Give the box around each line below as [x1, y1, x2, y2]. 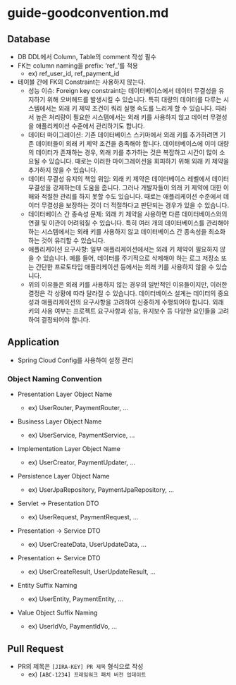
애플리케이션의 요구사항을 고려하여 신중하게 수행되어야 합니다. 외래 [41, 298, 224, 306]
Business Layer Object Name [17, 417, 102, 426]
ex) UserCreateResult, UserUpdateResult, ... [27, 567, 156, 576]
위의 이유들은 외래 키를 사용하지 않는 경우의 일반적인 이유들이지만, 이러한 [27, 280, 228, 288]
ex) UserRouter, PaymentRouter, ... [27, 404, 129, 412]
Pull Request [7, 643, 64, 655]
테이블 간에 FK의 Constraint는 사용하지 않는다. [17, 78, 146, 86]
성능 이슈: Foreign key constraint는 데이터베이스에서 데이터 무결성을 [27, 87, 217, 94]
